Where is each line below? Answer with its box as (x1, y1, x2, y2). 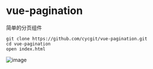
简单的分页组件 (6, 24, 42, 31)
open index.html (6, 46, 46, 52)
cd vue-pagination (6, 41, 51, 47)
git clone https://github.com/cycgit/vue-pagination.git (6, 36, 148, 42)
